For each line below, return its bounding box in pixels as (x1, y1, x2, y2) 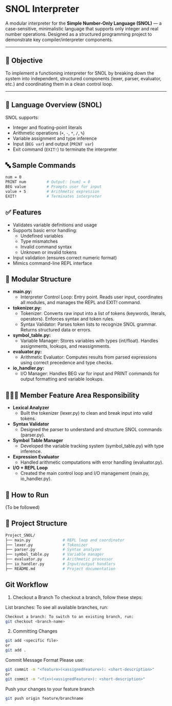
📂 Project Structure (5, 519, 68, 528)
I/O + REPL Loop (12, 465, 48, 471)
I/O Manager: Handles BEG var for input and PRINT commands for (20, 370, 160, 377)
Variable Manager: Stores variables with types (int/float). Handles (20, 338, 159, 344)
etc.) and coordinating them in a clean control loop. (5, 81, 114, 87)
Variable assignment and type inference (12, 135, 97, 142)
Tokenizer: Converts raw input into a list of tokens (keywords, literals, (20, 310, 166, 316)
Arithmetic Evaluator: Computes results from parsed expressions (20, 354, 157, 360)
